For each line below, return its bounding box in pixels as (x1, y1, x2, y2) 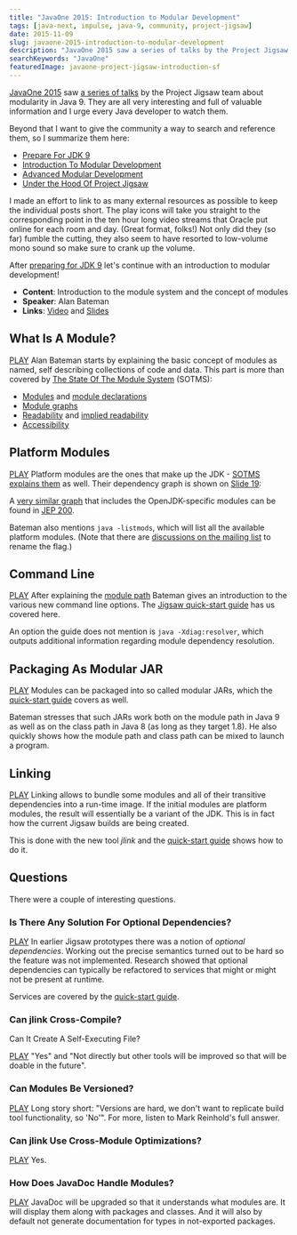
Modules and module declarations (21, 390, 148, 401)
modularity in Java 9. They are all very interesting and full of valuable (9, 96, 262, 107)
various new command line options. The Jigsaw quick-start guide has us (9, 599, 276, 610)
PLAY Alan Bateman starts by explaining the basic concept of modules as (9, 355, 277, 365)
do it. (9, 844, 28, 854)
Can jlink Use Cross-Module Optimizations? (9, 1135, 202, 1147)
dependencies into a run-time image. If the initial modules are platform (9, 798, 268, 809)
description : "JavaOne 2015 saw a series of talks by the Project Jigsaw (9, 46, 289, 55)
